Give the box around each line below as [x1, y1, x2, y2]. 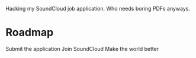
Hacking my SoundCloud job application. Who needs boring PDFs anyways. [5, 5, 191, 12]
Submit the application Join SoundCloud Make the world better [5, 45, 159, 52]
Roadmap [5, 26, 54, 39]
